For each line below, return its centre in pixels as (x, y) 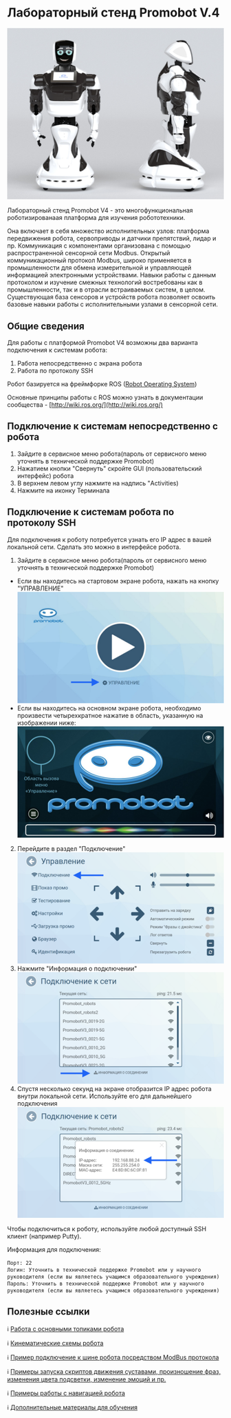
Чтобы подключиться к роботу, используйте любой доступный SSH (107, 1229)
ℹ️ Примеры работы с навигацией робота (66, 1393)
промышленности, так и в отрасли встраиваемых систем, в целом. (106, 290)
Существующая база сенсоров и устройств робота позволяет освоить (111, 297)
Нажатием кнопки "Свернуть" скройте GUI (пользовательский (109, 468)
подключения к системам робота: (57, 350)
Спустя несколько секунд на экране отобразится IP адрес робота (114, 1089)
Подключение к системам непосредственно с (113, 427)
